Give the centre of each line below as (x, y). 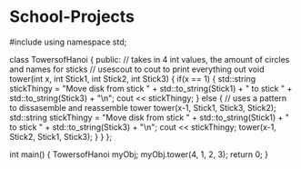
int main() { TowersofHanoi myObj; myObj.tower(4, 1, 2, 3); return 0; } (139, 154)
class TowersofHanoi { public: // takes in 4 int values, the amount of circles (150, 59)
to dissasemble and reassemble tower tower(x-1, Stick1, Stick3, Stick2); (143, 107)
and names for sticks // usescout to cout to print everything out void (137, 69)
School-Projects (72, 17)
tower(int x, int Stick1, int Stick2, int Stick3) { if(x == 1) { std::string (133, 78)
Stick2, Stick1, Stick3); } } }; (60, 136)
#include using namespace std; (68, 42)
